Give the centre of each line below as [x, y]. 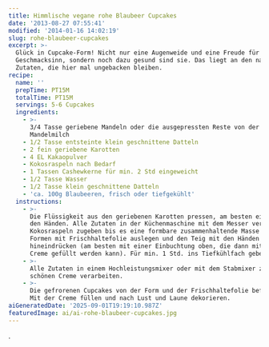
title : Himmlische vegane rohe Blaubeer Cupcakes [93, 16]
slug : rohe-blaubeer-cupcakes [59, 38]
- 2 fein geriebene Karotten [71, 150]
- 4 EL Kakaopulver [55, 157]
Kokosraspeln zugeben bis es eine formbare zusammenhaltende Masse [145, 231]
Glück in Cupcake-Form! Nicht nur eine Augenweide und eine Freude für [138, 53]
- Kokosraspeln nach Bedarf [69, 165]
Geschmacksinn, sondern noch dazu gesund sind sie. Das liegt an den [134, 61]
